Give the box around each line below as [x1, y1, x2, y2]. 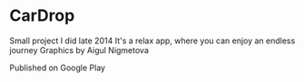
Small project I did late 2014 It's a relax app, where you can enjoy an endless [9, 35, 296, 46]
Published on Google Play [9, 62, 106, 73]
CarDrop [9, 5, 75, 26]
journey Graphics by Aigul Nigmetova [9, 44, 150, 55]
